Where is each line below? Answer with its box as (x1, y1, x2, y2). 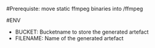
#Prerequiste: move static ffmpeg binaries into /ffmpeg (6, 5, 143, 12)
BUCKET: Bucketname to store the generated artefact (15, 28, 149, 35)
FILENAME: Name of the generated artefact (15, 35, 124, 41)
